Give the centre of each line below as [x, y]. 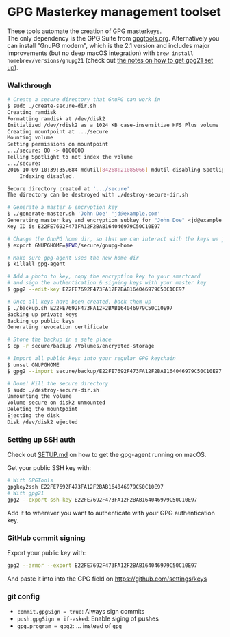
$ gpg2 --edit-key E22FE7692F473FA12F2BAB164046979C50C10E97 [96, 289]
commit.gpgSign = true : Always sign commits [81, 612]
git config [23, 596]
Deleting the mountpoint [42, 410]
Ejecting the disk [33, 416]
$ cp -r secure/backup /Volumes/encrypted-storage [81, 346]
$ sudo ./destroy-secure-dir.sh [53, 390]
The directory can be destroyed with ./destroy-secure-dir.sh [98, 195]
